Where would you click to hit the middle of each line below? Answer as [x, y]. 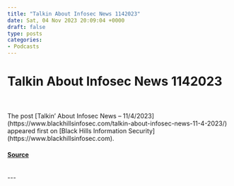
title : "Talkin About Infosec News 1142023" [74, 14]
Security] [142, 130]
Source [18, 154]
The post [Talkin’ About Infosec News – [64, 116]
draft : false [27, 27]
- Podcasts [23, 46]
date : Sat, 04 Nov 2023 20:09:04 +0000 [66, 20]
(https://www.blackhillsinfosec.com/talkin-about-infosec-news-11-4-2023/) [117, 123]
